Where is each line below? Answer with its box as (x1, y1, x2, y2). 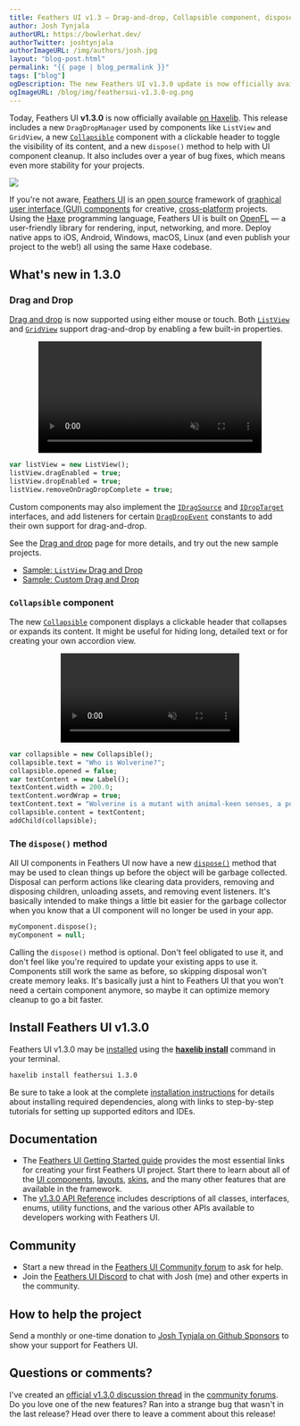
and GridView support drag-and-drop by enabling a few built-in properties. (9, 323, 283, 335)
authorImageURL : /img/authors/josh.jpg (9, 46, 158, 55)
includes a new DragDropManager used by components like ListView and (9, 121, 271, 132)
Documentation (9, 1131, 98, 1147)
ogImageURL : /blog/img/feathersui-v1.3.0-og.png (9, 88, 194, 96)
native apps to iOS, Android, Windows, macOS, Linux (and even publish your (9, 231, 290, 242)
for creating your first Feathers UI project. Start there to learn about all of (21, 1164, 290, 1175)
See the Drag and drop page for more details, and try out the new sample (9, 538, 279, 548)
